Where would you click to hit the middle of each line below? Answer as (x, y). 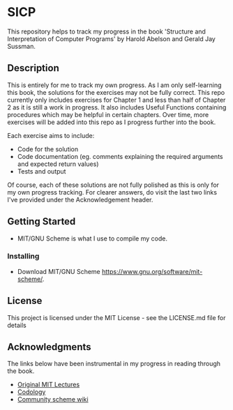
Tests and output (42, 171)
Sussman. (22, 46)
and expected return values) (58, 164)
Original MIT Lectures (48, 385)
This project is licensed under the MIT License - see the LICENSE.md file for (116, 317)
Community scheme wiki (53, 400)
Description (33, 68)
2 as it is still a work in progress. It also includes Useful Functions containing (117, 107)
